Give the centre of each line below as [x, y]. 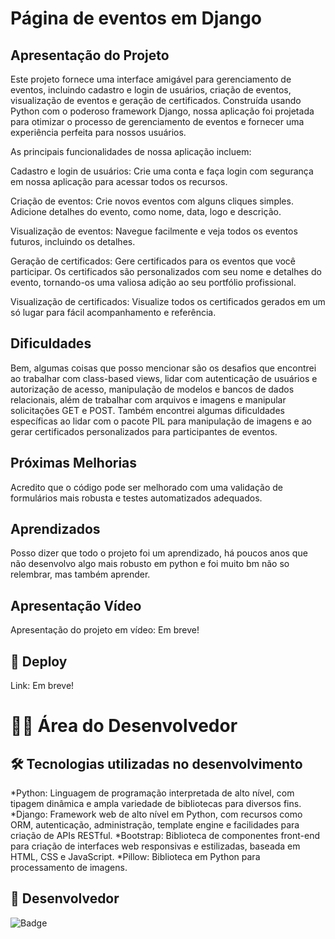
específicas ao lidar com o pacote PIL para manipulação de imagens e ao [161, 421]
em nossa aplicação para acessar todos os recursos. [119, 181]
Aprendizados [55, 529]
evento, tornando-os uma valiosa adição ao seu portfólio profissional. [153, 282]
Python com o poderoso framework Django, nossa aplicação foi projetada [162, 111]
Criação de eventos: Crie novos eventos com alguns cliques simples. [152, 201]
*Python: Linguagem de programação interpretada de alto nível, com [152, 793]
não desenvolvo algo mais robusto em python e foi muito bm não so [150, 564]
